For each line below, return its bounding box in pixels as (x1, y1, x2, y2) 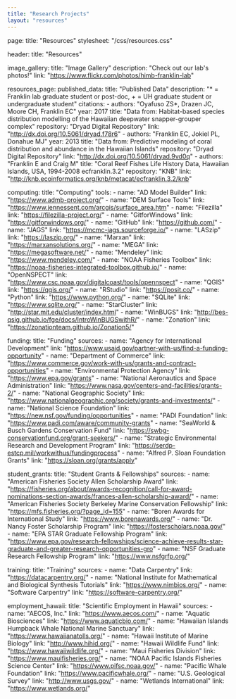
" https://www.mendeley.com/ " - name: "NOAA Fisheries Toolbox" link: (7, 255, 211, 264)
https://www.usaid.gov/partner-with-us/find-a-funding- (66, 344, 228, 352)
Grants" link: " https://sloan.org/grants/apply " (7, 455, 138, 465)
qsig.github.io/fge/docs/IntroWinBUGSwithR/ (7, 315, 137, 324)
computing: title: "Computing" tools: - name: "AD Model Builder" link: (7, 188, 207, 196)
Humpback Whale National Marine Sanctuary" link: (7, 624, 155, 632)
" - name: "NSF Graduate (152, 544, 225, 553)
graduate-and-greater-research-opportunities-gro (7, 544, 154, 553)
